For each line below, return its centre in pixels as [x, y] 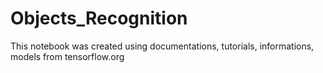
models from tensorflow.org [67, 56]
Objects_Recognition [99, 18]
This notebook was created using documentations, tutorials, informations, [162, 46]
